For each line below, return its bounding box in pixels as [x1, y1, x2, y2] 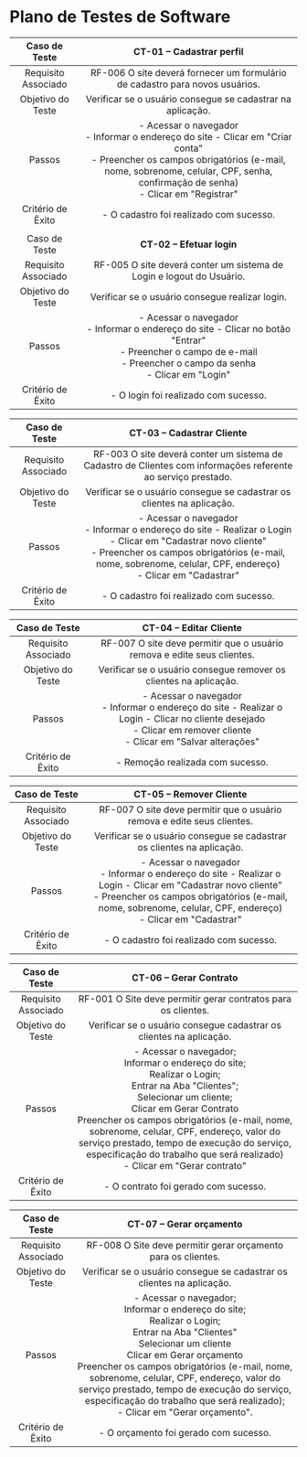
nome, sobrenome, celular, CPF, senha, [104, 165, 273, 177]
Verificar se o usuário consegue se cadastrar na [85, 92, 292, 105]
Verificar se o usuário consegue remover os [98, 663, 286, 676]
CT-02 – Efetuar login [140, 238, 238, 251]
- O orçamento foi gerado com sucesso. [99, 1426, 271, 1439]
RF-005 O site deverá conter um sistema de [93, 258, 284, 271]
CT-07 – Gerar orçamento [127, 1217, 243, 1230]
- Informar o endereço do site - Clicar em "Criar [85, 130, 292, 143]
